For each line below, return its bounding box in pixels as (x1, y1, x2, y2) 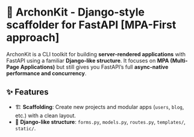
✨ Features (6, 87, 49, 98)
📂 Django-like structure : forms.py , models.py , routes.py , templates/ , (14, 118, 186, 125)
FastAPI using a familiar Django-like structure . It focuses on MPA (6, 57, 169, 64)
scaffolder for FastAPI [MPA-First (6, 18, 177, 32)
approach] (6, 31, 60, 44)
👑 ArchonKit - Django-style (6, 5, 145, 19)
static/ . (14, 124, 36, 132)
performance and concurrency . (6, 69, 87, 77)
